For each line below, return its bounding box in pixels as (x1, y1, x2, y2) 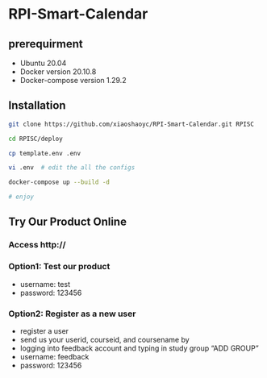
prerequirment (8, 37, 83, 51)
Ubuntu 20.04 (19, 58, 67, 68)
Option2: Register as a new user (8, 308, 136, 319)
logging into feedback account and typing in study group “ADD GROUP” (19, 343, 260, 353)
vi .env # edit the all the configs (8, 164, 136, 172)
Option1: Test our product (8, 261, 111, 272)
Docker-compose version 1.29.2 (19, 76, 127, 85)
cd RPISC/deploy (8, 135, 63, 143)
